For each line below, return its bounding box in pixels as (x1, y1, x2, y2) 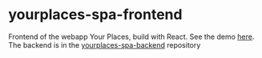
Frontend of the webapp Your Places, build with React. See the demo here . (8, 32, 255, 41)
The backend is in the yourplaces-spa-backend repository (8, 40, 201, 49)
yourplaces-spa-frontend (8, 6, 183, 24)
